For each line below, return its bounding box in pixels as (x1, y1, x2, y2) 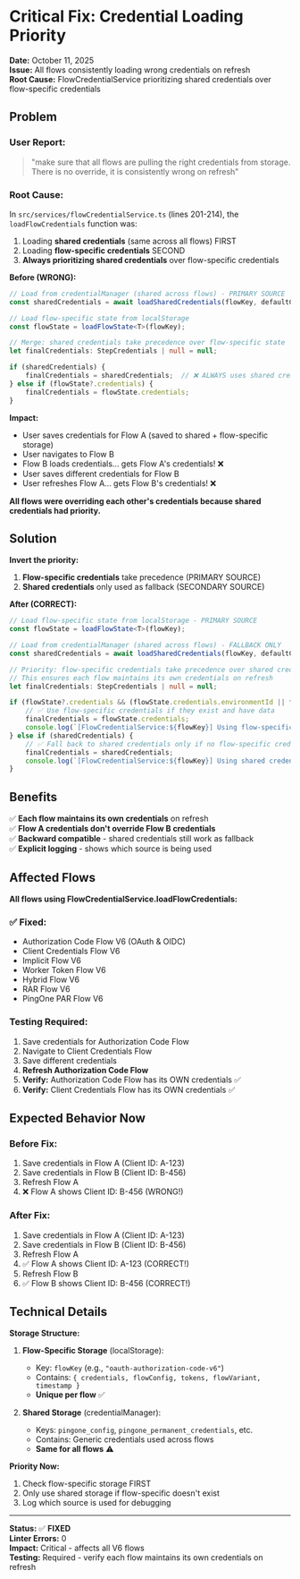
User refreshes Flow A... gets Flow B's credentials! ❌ (21, 477, 217, 489)
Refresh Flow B (21, 1268, 79, 1279)
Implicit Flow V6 (21, 955, 82, 966)
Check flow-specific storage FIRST (21, 1479, 152, 1489)
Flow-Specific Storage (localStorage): (21, 1345, 164, 1356)
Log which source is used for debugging (21, 1498, 171, 1508)
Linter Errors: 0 (9, 1533, 67, 1544)
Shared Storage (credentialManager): (21, 1407, 162, 1418)
